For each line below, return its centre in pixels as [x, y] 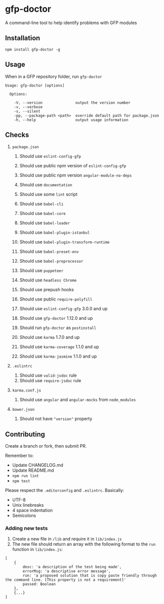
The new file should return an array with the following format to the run [84, 544]
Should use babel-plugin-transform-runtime [64, 242]
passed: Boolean [39, 584]
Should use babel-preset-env [49, 251]
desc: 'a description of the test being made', [72, 567]
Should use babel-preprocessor [51, 261]
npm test [21, 481]
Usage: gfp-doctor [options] [35, 85]
